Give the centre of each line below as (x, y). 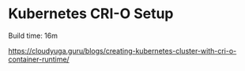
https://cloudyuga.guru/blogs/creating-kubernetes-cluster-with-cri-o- (122, 50)
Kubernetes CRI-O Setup (91, 14)
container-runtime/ (39, 59)
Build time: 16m (33, 35)
